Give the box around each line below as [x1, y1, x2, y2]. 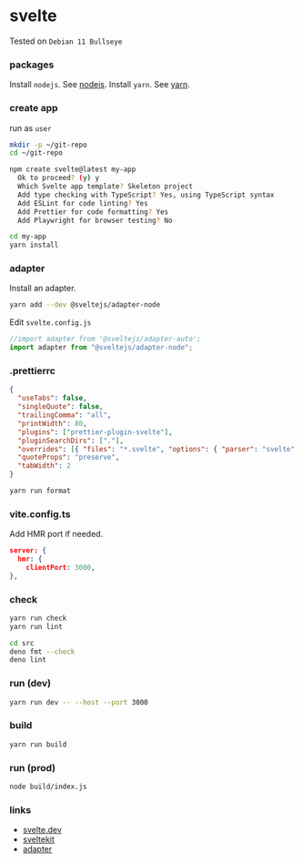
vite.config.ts [9, 507, 71, 520]
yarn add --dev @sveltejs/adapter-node [9, 300, 161, 310]
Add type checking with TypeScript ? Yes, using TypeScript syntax [17, 190, 275, 199]
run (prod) [9, 761, 56, 774]
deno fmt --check [9, 647, 76, 656]
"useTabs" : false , [17, 393, 88, 403]
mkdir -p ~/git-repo [9, 140, 88, 149]
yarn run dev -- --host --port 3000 [9, 697, 148, 706]
